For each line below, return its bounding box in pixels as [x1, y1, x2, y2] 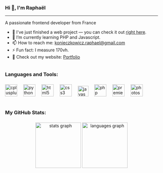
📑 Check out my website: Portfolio [12, 54, 80, 60]
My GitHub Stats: [5, 109, 47, 116]
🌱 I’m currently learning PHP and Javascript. [12, 34, 101, 40]
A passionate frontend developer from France [5, 20, 96, 26]
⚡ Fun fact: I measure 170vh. [12, 47, 69, 53]
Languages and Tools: [5, 71, 58, 78]
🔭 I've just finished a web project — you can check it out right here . [12, 29, 147, 35]
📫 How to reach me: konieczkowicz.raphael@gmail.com [12, 40, 125, 46]
